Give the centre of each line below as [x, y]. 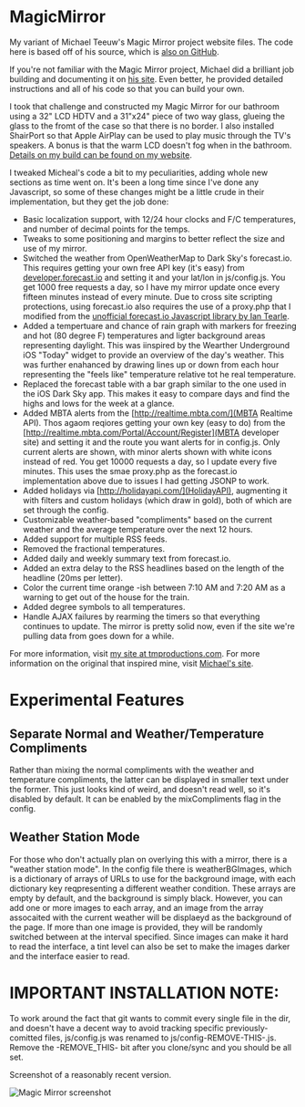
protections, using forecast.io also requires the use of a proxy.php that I [157, 306]
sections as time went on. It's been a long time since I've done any [134, 182]
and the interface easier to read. [70, 956]
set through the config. [66, 510]
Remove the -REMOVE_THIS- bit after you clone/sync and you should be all [151, 1047]
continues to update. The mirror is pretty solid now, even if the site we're [159, 626]
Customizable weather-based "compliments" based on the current [147, 519]
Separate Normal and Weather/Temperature [137, 734]
